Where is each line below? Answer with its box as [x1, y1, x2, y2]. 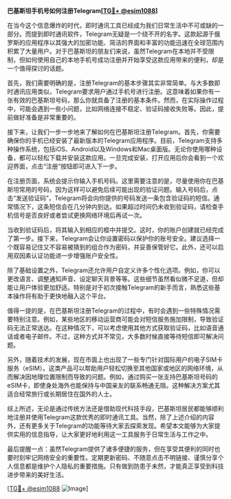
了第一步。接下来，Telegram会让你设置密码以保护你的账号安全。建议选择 [7, 234, 214, 243]
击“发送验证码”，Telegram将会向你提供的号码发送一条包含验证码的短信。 [7, 194, 214, 202]
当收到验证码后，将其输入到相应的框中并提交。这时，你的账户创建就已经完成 [7, 226, 224, 234]
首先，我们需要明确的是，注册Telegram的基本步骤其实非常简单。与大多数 [7, 79, 214, 87]
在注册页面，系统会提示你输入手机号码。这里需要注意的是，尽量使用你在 [7, 177, 212, 185]
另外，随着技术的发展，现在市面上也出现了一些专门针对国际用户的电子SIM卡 [7, 355, 223, 364]
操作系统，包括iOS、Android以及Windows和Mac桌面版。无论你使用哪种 [12, 145, 217, 153]
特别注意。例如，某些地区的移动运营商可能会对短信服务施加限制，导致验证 [12, 315, 224, 323]
